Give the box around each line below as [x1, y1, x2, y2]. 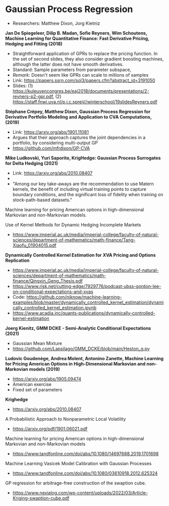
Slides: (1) [12, 82, 33, 89]
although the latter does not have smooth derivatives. [12, 61, 124, 67]
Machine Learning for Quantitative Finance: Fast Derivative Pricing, [5, 35, 150, 41]
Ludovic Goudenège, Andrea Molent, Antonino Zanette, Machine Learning [5, 355, 164, 361]
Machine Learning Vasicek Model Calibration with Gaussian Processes [5, 460, 152, 466]
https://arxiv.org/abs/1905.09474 [12, 376, 82, 382]
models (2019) [29, 366, 60, 372]
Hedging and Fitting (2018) [5, 40, 63, 46]
